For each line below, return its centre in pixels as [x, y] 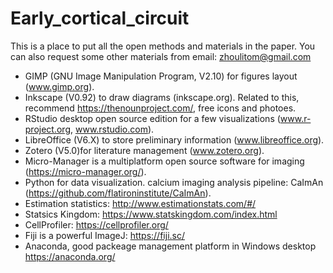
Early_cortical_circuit [100, 18]
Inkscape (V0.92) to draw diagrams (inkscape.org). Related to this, [162, 97]
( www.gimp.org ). [59, 86]
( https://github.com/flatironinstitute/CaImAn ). [118, 193]
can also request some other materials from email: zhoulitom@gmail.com [161, 56]
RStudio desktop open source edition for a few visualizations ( [152, 118]
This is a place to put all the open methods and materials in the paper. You [163, 46]
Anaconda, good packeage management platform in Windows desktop [170, 246]
